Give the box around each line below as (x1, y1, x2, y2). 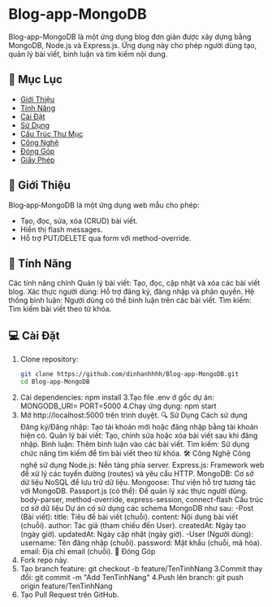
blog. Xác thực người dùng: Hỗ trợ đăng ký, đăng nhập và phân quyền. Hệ (8, 286, 255, 297)
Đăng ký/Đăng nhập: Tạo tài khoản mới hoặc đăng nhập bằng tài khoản (19, 421, 258, 431)
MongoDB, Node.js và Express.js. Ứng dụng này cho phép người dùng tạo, (8, 40, 257, 50)
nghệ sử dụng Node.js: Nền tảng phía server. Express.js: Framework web (19, 460, 265, 469)
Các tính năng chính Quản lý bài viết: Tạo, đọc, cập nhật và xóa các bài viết (8, 278, 261, 288)
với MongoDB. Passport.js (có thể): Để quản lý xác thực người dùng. (19, 486, 248, 496)
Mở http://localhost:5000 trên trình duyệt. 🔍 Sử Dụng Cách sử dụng (19, 410, 248, 420)
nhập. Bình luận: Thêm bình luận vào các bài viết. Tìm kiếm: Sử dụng (19, 439, 250, 448)
